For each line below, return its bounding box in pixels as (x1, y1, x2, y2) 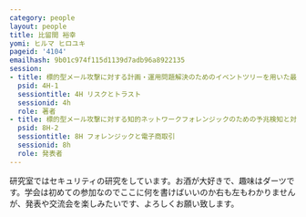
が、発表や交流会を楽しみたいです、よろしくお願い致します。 (9, 198, 240, 209)
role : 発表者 (17, 149, 63, 158)
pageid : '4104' (9, 47, 67, 57)
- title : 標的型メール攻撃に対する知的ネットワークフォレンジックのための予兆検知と (9, 115, 291, 124)
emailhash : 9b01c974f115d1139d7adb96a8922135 (9, 56, 185, 65)
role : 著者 (17, 107, 56, 116)
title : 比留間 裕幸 (9, 30, 76, 39)
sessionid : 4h (17, 98, 71, 108)
